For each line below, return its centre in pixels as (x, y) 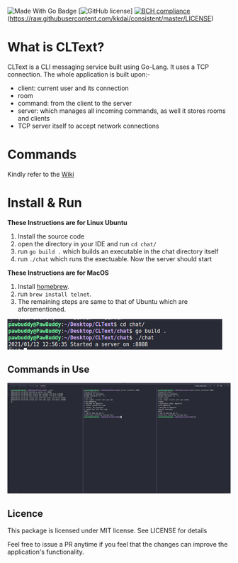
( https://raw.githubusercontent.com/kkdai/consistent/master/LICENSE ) (110, 18)
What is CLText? (56, 47)
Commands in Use (49, 370)
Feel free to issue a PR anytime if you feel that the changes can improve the (118, 544)
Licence (25, 514)
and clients (34, 118)
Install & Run (45, 203)
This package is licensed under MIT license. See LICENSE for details (107, 530)
